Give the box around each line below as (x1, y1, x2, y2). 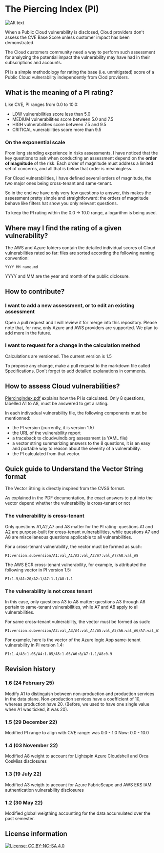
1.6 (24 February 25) (5, 679, 55, 686)
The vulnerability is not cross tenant (5, 588, 93, 595)
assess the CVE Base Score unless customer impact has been (5, 34, 130, 40)
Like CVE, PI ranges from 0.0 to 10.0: (5, 102, 79, 107)
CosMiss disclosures (5, 758, 47, 764)
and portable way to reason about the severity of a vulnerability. (12, 445, 141, 451)
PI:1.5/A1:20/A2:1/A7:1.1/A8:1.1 (5, 576, 73, 581)
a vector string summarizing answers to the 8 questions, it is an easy (12, 440, 151, 446)
